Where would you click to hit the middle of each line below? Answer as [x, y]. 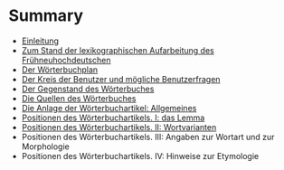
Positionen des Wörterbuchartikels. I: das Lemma [113, 118]
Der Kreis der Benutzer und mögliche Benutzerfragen [121, 79]
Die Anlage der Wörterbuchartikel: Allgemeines [109, 108]
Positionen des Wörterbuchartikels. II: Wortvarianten [119, 127]
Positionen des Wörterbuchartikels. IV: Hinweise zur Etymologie [140, 156]
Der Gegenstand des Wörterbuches [88, 89]
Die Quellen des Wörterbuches [79, 98]
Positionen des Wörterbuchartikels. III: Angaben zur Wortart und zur [148, 137]
